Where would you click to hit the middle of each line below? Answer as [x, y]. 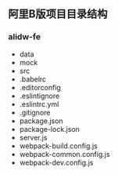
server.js [33, 137]
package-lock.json [50, 129]
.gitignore [35, 112]
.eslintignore [39, 96]
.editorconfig [40, 87]
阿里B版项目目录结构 [58, 14]
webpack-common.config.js [65, 154]
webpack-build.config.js [58, 146]
